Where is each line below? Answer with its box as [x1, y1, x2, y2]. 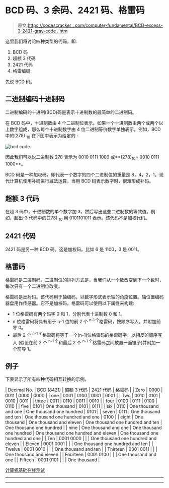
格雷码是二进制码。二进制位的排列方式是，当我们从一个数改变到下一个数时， [5, 277, 164, 283]
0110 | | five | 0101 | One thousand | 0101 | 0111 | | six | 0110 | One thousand [5, 403, 159, 409]
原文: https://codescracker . [17, 22, 74, 28]
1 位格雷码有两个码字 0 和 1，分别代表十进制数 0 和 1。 [12, 311, 125, 317]
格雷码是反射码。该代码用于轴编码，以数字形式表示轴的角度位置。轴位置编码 [5, 293, 164, 300]
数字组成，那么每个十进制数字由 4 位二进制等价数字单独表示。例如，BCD [9, 126, 161, 132]
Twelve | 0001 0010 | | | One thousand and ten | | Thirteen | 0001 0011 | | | [5, 446, 157, 452]
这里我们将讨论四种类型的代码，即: [5, 38, 77, 44]
